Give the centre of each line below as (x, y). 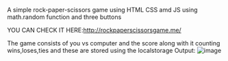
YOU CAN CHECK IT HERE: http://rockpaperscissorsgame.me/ (94, 30)
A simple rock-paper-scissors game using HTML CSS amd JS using (102, 10)
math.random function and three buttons (64, 17)
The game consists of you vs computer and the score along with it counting (114, 43)
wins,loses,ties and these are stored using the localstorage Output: (101, 50)
